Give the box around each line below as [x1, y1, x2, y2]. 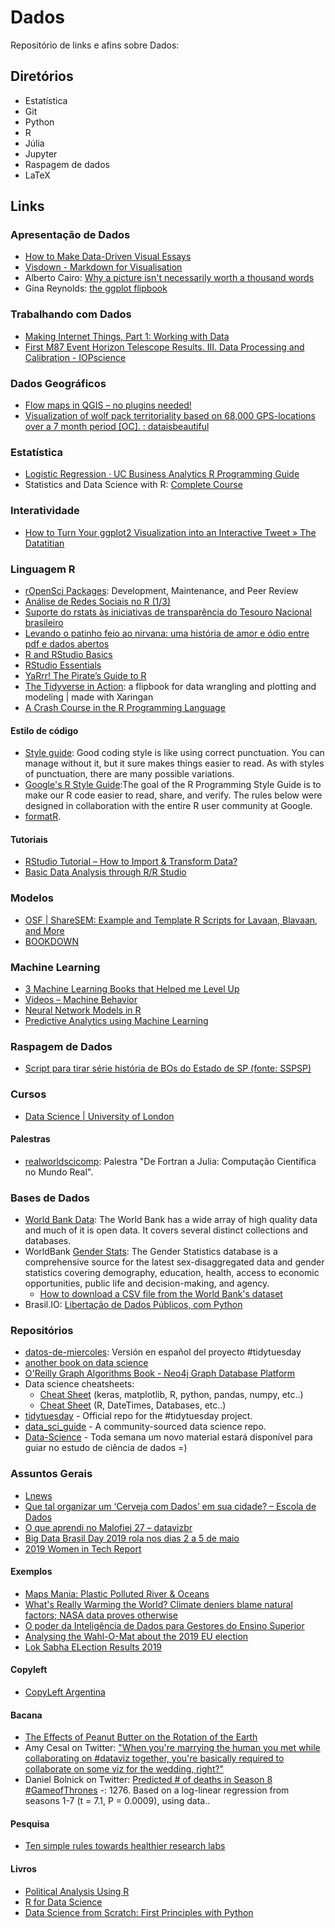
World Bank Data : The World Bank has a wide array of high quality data [24, 1214, 318, 1226]
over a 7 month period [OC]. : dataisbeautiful [24, 421, 210, 433]
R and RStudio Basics [24, 648, 113, 660]
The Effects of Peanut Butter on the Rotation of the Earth [24, 1731, 258, 1743]
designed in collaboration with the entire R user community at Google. [24, 800, 313, 812]
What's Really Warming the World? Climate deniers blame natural [24, 1598, 293, 1610]
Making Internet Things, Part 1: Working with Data [24, 330, 230, 342]
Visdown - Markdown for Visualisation [24, 261, 183, 273]
